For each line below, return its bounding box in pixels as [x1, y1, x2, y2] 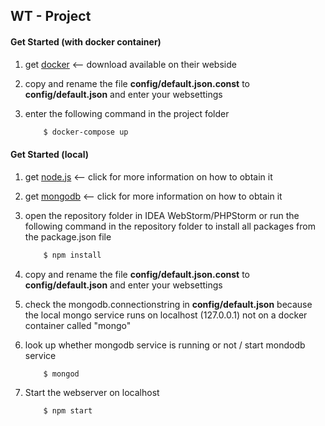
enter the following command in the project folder [24, 107, 230, 119]
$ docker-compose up [43, 127, 129, 137]
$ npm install [43, 250, 102, 260]
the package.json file [24, 230, 112, 243]
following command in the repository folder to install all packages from [24, 220, 316, 232]
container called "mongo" [24, 319, 132, 331]
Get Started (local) [10, 149, 89, 161]
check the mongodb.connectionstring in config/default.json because [24, 298, 313, 310]
